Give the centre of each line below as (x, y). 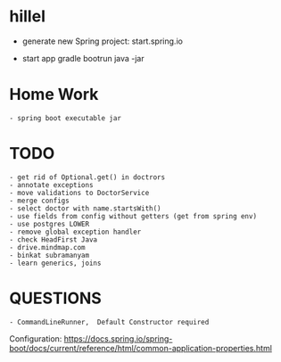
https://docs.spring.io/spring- (118, 338)
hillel (28, 16)
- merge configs (39, 201)
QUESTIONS (56, 298)
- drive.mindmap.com (48, 247)
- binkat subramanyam (50, 255)
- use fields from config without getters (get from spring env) (133, 216)
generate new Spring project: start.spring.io (102, 41)
